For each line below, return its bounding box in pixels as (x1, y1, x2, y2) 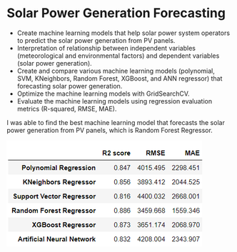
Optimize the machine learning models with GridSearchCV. (16, 89, 190, 98)
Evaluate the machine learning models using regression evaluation (16, 96, 213, 105)
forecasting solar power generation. (16, 81, 123, 90)
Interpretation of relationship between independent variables (16, 44, 196, 52)
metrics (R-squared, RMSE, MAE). (16, 104, 117, 113)
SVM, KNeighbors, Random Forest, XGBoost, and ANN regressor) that (16, 74, 223, 83)
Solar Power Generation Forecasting (6, 5, 226, 21)
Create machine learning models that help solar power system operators (16, 29, 230, 37)
